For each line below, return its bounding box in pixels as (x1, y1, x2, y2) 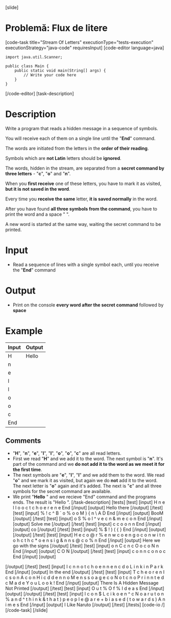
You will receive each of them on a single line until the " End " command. (5, 135, 156, 141)
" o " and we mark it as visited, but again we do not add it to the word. (12, 477, 158, 483)
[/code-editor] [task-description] (5, 90, 74, 96)
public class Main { (5, 64, 50, 69)
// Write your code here (23, 72, 77, 77)
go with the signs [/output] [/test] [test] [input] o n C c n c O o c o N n (12, 543, 159, 549)
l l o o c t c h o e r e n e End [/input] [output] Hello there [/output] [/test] (12, 504, 163, 510)
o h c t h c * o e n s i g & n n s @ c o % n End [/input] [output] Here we (12, 537, 161, 543)
